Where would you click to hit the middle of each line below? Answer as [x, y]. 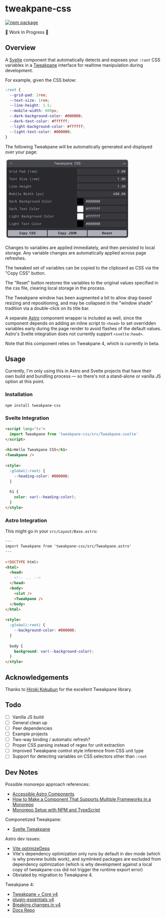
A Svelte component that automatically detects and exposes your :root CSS [83, 60]
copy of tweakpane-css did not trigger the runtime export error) [78, 870]
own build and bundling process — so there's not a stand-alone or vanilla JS [83, 376]
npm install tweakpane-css [33, 405]
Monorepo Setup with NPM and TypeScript [56, 810]
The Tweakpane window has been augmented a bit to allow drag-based [79, 297]
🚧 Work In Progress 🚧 [27, 32]
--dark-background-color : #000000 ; [46, 116]
